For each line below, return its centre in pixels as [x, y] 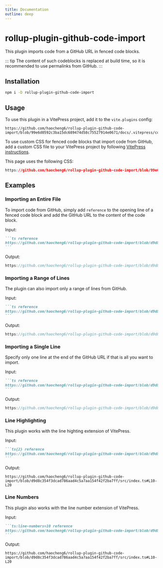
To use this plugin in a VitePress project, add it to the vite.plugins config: [79, 119]
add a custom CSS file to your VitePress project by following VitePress [75, 147]
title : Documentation [27, 9]
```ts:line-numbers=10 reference [39, 526]
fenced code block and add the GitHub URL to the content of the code [75, 215]
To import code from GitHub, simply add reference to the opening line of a [79, 210]
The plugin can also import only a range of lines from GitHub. [66, 289]
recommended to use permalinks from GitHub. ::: [54, 66]
